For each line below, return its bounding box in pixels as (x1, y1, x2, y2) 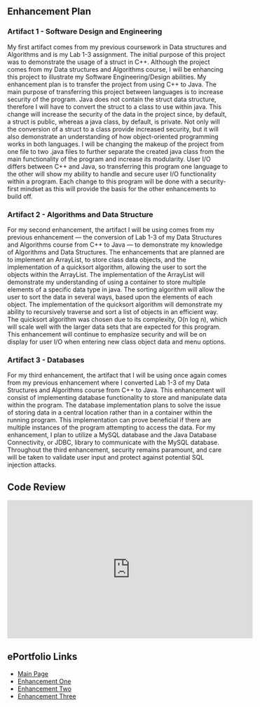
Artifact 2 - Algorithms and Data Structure (7, 209, 153, 219)
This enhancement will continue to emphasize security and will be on (7, 330, 207, 338)
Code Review (7, 481, 67, 493)
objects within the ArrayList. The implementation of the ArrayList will (7, 270, 205, 278)
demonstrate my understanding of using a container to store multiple (7, 278, 206, 286)
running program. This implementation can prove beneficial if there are (7, 416, 212, 424)
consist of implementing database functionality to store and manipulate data (7, 394, 227, 402)
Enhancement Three (17, 692, 76, 700)
